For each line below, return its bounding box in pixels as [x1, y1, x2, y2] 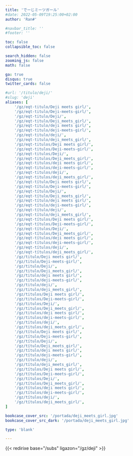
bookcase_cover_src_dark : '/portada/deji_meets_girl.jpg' [5, 418, 129, 423]
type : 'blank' [5, 427, 35, 432]
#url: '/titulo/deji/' [5, 90, 53, 96]
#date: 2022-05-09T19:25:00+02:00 [5, 12, 78, 17]
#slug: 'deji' [5, 95, 35, 100]
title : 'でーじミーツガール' [5, 7, 59, 13]
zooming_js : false [5, 58, 44, 63]
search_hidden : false [5, 53, 51, 58]
